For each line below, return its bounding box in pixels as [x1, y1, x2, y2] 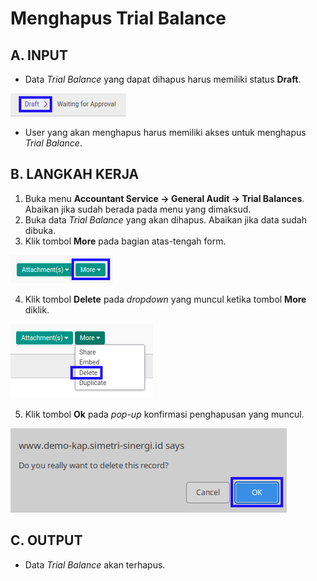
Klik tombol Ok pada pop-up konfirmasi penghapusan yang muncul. [24, 408, 305, 420]
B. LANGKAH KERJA [10, 166, 140, 183]
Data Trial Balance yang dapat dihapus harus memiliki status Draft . [24, 73, 302, 85]
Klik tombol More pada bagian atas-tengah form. [24, 235, 227, 247]
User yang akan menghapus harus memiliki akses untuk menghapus [24, 127, 307, 138]
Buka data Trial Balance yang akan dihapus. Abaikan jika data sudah [24, 213, 307, 226]
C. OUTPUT [10, 532, 83, 549]
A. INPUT [10, 47, 68, 64]
